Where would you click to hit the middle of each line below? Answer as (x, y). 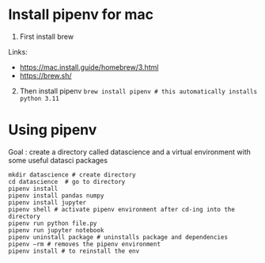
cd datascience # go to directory (67, 181)
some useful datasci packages (58, 160)
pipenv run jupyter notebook (56, 230)
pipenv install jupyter (47, 202)
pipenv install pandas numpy (56, 196)
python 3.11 (39, 98)
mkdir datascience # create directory (72, 175)
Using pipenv (53, 130)
